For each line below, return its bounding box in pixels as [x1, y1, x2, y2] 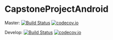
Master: [4, 20, 20, 26]
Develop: [4, 29, 23, 35]
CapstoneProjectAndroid [4, 3, 109, 15]
